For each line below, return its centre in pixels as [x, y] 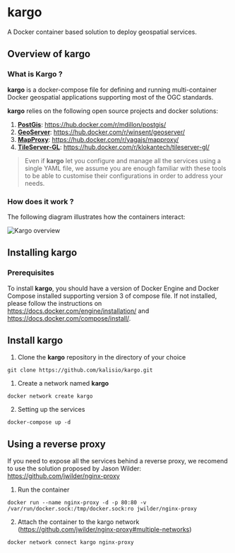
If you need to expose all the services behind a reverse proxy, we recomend [117, 461]
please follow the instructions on [55, 303]
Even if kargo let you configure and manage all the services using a [122, 160]
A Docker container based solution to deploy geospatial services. [102, 32]
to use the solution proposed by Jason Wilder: [74, 469]
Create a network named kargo [63, 383]
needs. [35, 183]
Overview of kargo [49, 54]
